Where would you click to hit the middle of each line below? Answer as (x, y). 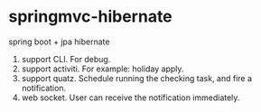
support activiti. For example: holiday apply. (103, 69)
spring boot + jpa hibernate (59, 42)
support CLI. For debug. (66, 59)
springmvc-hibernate (90, 17)
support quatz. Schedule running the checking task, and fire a (137, 78)
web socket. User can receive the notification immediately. (130, 98)
